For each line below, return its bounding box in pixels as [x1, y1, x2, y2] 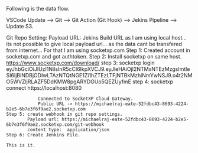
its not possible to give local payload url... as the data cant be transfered [6, 41, 182, 47]
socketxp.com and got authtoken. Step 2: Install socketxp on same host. [6, 53, 182, 60]
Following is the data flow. [6, 5, 70, 12]
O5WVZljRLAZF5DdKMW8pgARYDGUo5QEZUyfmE [6, 78, 132, 85]
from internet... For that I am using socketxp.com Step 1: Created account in [6, 47, 190, 54]
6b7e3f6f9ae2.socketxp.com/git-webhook [6, 122, 105, 128]
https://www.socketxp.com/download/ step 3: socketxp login [6, 59, 155, 66]
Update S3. [6, 23, 34, 30]
